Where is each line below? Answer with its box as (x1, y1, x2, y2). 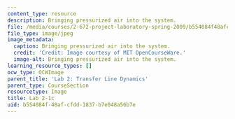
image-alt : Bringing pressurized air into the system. (13, 56, 177, 63)
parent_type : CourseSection (7, 82, 90, 89)
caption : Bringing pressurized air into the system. (13, 43, 171, 50)
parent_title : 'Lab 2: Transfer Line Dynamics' (7, 75, 149, 83)
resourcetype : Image (7, 88, 68, 95)
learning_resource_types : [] (7, 62, 92, 69)
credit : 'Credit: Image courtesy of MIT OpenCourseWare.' (13, 50, 187, 57)
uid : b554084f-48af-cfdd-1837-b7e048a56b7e (7, 101, 136, 108)
